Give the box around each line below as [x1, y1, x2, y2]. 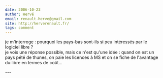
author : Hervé [5, 12, 34, 17]
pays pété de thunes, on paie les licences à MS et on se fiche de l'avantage [5, 54, 159, 60]
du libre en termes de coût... [5, 60, 63, 66]
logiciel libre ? [5, 44, 33, 50]
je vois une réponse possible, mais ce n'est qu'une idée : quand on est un [5, 50, 154, 55]
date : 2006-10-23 [5, 7, 41, 12]
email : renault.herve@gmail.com [5, 16, 71, 21]
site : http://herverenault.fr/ [5, 21, 69, 26]
